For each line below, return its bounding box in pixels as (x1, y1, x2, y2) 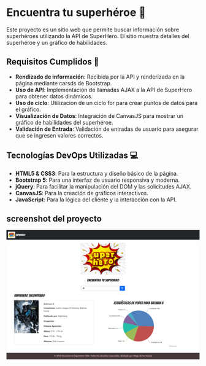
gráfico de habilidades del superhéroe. (15, 119, 113, 126)
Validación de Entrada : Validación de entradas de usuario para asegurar (15, 125, 199, 133)
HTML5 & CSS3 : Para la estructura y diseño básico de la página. (15, 169, 178, 177)
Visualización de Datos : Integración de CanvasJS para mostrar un (15, 112, 184, 119)
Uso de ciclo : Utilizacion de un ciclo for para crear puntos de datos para (15, 99, 198, 106)
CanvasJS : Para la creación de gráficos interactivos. (15, 189, 149, 197)
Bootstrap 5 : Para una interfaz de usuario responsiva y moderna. (15, 176, 180, 184)
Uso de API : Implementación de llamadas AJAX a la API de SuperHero (15, 86, 193, 93)
